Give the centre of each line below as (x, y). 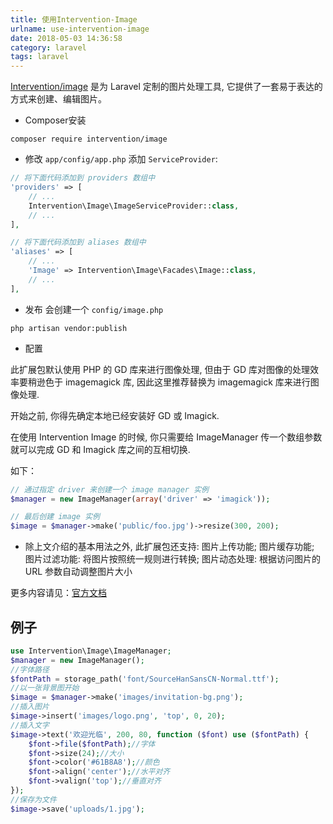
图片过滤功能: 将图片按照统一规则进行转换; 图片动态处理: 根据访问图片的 (172, 559)
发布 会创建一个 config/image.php (94, 309)
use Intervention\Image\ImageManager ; (91, 651)
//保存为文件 (33, 799)
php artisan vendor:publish (69, 328)
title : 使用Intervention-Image (74, 19)
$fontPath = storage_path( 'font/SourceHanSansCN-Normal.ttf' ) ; (145, 679)
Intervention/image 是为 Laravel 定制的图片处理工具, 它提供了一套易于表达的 (166, 87)
